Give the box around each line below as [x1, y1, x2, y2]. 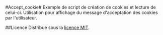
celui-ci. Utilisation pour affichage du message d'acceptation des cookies [5, 9, 158, 15]
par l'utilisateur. [5, 15, 37, 20]
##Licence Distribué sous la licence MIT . [5, 24, 90, 30]
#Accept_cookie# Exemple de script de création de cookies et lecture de [5, 4, 156, 10]
